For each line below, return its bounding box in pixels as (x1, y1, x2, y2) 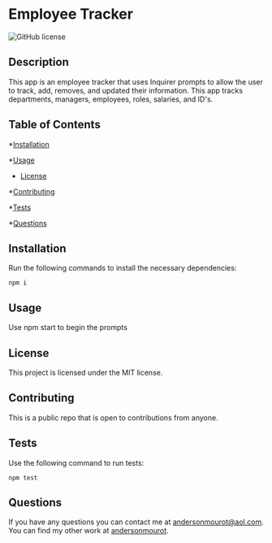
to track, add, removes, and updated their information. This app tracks (8, 85, 244, 95)
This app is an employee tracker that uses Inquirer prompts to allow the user (8, 76, 264, 86)
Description (8, 55, 69, 69)
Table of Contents (8, 118, 101, 132)
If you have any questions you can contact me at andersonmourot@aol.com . (8, 517, 264, 527)
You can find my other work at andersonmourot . (8, 526, 169, 536)
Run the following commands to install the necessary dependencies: (8, 263, 237, 273)
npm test (8, 473, 38, 482)
